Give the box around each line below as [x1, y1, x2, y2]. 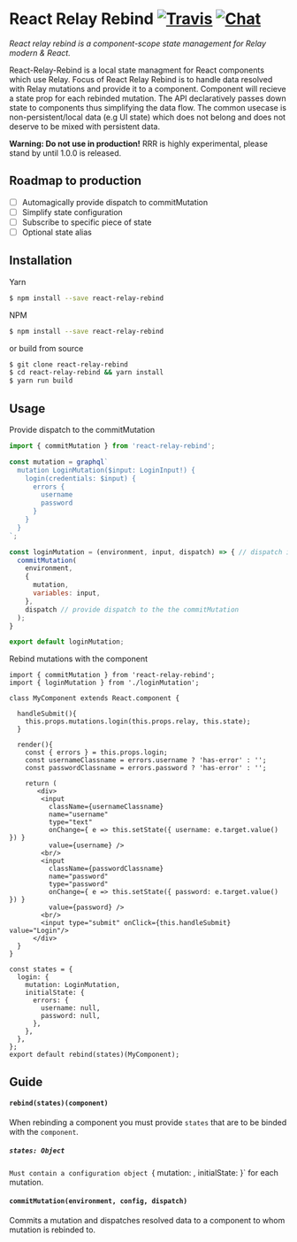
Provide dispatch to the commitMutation [9, 425, 156, 435]
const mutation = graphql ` [9, 457, 109, 467]
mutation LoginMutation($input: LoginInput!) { [17, 466, 196, 474]
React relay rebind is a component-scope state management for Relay [9, 38, 267, 49]
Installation [9, 253, 72, 268]
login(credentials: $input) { [25, 474, 137, 482]
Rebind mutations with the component [9, 653, 148, 664]
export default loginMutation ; [9, 637, 125, 646]
